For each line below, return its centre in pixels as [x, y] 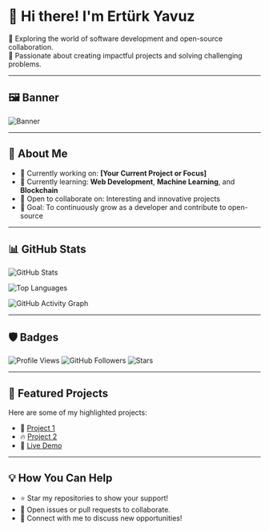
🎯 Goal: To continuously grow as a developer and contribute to [123, 207]
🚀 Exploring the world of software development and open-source [115, 38]
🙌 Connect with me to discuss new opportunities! [101, 518]
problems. [25, 64]
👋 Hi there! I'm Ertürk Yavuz [102, 16]
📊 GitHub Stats [47, 249]
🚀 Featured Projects [58, 393]
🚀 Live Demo [41, 445]
